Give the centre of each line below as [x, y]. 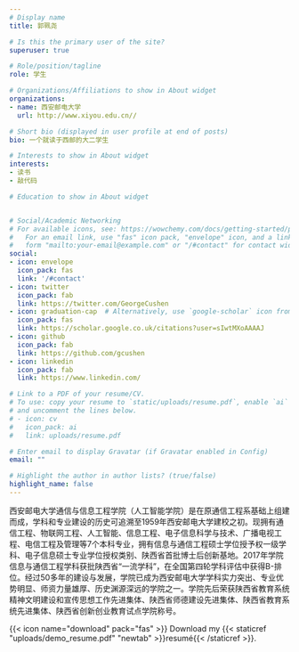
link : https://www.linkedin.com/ [79, 378]
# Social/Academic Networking [65, 220]
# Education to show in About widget [79, 197]
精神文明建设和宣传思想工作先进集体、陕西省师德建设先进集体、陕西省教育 [145, 599]
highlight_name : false [51, 485]
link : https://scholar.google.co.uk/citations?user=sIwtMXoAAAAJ [141, 329]
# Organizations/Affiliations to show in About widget [113, 91]
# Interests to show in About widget [79, 156]
